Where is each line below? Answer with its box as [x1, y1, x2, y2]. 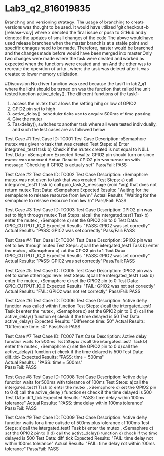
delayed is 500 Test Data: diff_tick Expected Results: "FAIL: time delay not [5, 435, 153, 441]
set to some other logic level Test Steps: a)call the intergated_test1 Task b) [5, 273, 154, 278]
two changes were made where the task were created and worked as [5, 55, 144, 61]
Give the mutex [12, 116, 43, 122]
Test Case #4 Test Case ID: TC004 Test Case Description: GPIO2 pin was [5, 237, 153, 243]
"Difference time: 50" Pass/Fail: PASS [5, 323, 81, 329]
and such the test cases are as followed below [12, 126, 106, 132]
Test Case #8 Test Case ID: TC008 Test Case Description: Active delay [5, 374, 147, 380]
